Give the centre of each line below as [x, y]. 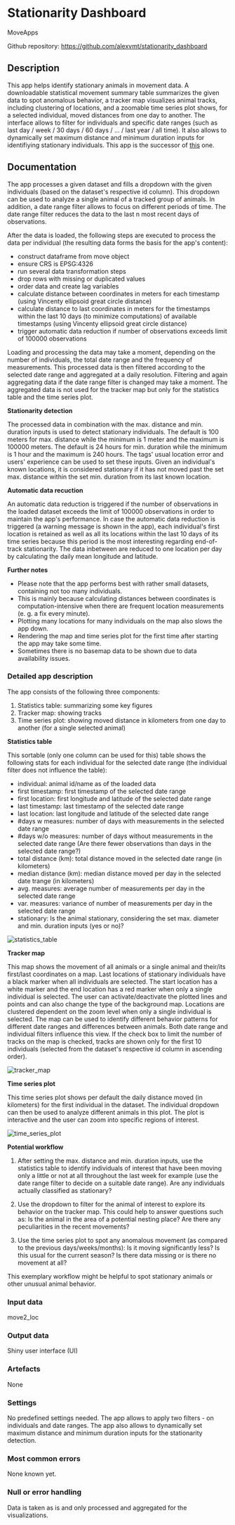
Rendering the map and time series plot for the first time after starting [118, 635]
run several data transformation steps [72, 271]
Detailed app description [50, 676]
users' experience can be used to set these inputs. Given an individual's [111, 462]
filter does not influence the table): [57, 770]
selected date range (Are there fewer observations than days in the [114, 843]
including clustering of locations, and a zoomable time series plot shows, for [117, 108]
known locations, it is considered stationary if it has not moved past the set [116, 469]
